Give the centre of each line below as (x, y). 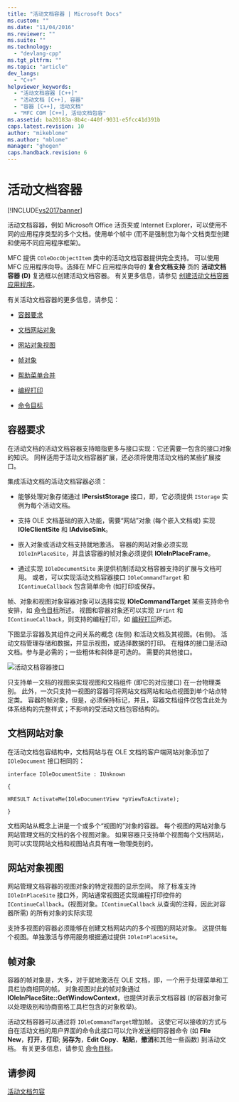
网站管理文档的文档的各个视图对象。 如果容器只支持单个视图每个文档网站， (117, 834)
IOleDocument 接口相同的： (46, 761)
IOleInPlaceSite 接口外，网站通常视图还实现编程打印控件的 (95, 895)
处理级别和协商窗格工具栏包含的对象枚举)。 (77, 1007)
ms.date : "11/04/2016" (41, 27)
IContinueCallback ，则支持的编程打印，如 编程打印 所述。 (91, 619)
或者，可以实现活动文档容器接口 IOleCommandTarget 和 (111, 577)
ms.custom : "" (28, 21)
